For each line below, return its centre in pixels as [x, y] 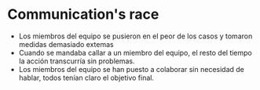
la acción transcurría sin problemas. [77, 61]
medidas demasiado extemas [66, 44]
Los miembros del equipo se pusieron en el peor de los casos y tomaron [135, 36]
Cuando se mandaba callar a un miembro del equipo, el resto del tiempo [135, 52]
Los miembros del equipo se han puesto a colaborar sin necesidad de [132, 69]
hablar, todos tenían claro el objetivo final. [86, 77]
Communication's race [83, 14]
